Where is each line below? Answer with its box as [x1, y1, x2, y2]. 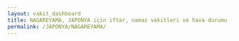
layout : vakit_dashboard [7, 10, 81, 17]
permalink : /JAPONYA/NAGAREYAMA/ [7, 23, 107, 30]
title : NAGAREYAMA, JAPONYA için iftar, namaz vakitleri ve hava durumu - [7, 17, 234, 24]
